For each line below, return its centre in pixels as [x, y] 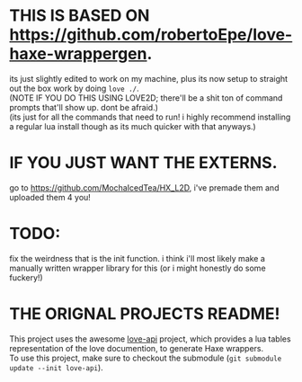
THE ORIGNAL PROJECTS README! [145, 314]
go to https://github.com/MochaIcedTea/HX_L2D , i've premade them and [144, 187]
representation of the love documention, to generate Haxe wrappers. [137, 348]
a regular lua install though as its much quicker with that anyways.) [133, 126]
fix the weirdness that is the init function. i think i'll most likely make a [137, 258]
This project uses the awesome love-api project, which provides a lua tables [150, 339]
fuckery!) [26, 277]
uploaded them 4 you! [50, 197]
